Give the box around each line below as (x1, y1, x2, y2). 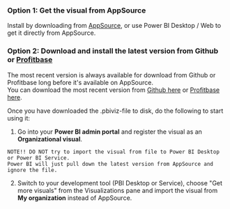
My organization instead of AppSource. (17, 194, 132, 202)
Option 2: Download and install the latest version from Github (7, 46, 219, 56)
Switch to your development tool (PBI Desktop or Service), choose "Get (17, 178, 223, 187)
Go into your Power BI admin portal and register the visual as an (17, 127, 202, 136)
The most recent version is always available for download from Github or (7, 70, 216, 79)
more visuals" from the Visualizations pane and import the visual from (17, 186, 218, 194)
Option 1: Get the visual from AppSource (7, 6, 146, 15)
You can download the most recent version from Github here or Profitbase (7, 86, 220, 94)
